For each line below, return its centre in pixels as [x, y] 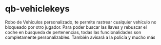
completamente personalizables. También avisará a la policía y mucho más [80, 37]
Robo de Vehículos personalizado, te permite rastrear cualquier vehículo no [81, 22]
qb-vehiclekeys [37, 9]
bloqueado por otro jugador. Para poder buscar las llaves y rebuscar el [76, 27]
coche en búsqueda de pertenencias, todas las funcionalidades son [73, 32]
